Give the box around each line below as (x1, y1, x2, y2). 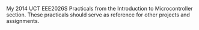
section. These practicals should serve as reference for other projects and (6, 11, 191, 18)
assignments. (6, 18, 40, 24)
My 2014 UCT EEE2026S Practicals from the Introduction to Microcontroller (6, 5, 194, 12)
